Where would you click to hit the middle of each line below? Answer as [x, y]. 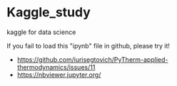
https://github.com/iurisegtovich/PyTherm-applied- [92, 59]
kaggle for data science [41, 32]
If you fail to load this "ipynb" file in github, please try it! [88, 45]
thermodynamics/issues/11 [56, 67]
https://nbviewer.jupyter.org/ [59, 75]
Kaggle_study [49, 12]
